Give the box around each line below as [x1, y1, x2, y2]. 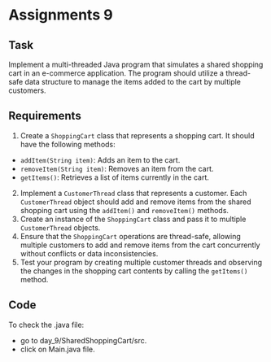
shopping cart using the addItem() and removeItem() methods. [20, 205, 229, 215]
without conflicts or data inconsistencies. [20, 248, 159, 258]
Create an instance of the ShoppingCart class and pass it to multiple [20, 214, 247, 224]
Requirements [8, 109, 81, 123]
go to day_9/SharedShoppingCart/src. [20, 335, 147, 345]
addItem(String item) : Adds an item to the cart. [20, 155, 181, 164]
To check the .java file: [8, 320, 85, 329]
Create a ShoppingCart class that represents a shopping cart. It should [20, 130, 255, 140]
